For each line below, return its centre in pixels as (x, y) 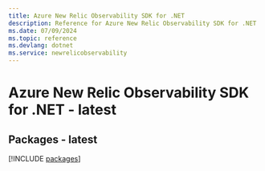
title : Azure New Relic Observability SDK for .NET (96, 16)
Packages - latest (53, 139)
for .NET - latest (62, 110)
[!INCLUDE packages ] (45, 159)
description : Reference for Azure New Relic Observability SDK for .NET (132, 23)
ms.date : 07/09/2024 (43, 31)
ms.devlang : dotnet (41, 46)
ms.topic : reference (43, 38)
